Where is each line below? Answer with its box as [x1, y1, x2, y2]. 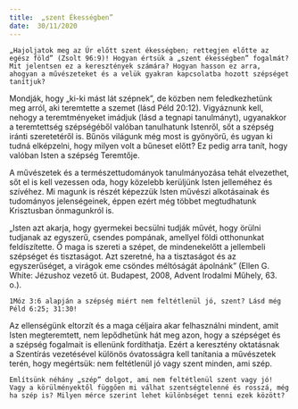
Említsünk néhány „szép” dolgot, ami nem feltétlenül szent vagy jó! [9, 375, 274, 384]
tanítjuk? [9, 77, 46, 86]
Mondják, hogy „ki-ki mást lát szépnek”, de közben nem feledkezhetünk [9, 93, 273, 104]
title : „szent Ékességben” [9, 13, 114, 22]
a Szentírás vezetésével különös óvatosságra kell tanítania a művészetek [9, 348, 277, 359]
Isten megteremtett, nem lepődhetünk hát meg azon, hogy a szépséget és [9, 330, 281, 340]
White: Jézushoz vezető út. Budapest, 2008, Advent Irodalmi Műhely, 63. [9, 270, 277, 280]
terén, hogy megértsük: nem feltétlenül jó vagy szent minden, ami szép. [9, 358, 273, 369]
